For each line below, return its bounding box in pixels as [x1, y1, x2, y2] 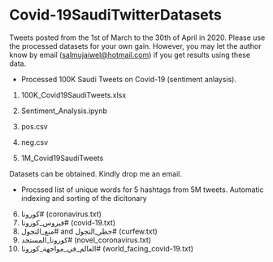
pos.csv [20, 121, 48, 131]
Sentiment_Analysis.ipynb [20, 106, 108, 116]
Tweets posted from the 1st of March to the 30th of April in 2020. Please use [9, 33, 266, 42]
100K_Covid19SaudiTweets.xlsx [20, 90, 127, 99]
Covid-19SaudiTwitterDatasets [9, 6, 223, 24]
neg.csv [20, 137, 49, 147]
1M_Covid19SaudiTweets [20, 153, 104, 163]
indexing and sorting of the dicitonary [20, 193, 147, 203]
